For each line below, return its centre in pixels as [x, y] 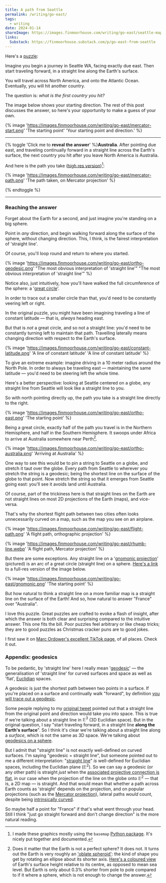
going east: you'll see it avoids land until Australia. [56, 484]
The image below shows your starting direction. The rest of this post [75, 105]
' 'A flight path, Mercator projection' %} [64, 549]
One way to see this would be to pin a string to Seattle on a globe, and [77, 463]
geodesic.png [19, 268]
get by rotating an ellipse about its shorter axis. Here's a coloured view [84, 859]
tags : [11, 19]
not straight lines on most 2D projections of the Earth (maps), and [72, 499]
